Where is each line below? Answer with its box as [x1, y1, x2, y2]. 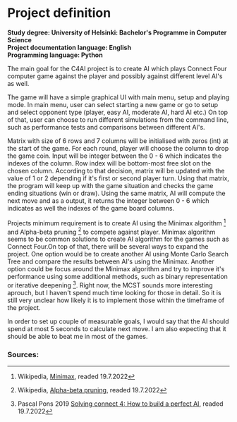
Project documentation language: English [7, 43, 132, 51]
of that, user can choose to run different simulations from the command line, [7, 115, 229, 124]
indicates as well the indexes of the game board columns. [7, 204, 175, 212]
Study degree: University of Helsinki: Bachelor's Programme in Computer [7, 28, 227, 37]
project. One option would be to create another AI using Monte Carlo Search [7, 250, 229, 259]
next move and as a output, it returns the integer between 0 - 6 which [7, 196, 209, 205]
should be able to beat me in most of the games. [7, 332, 148, 340]
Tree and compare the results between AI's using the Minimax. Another [7, 257, 214, 266]
